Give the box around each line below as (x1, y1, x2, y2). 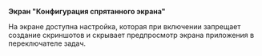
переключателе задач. (8, 39, 87, 48)
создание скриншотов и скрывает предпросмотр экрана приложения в (8, 31, 255, 39)
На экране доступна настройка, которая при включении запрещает (8, 22, 241, 31)
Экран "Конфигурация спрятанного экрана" (8, 7, 166, 16)
